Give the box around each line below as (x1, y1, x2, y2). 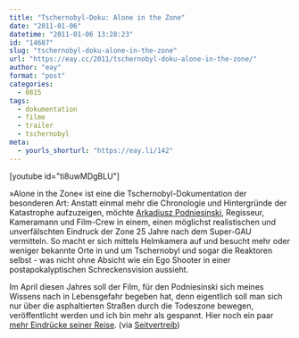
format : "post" (9, 72, 66, 80)
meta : (9, 138, 29, 147)
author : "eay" (9, 63, 62, 72)
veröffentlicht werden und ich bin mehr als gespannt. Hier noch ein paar (9, 309, 274, 320)
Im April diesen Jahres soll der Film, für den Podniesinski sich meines (9, 281, 264, 292)
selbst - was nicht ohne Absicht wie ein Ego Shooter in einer (9, 254, 231, 265)
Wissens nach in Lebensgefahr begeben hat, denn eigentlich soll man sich (9, 291, 283, 301)
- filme (17, 113, 46, 122)
